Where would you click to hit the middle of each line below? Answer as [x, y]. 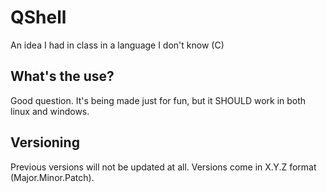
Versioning [45, 142]
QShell [38, 17]
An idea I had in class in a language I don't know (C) [117, 45]
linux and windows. [50, 111]
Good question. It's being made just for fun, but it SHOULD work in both [158, 100]
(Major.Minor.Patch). [52, 177]
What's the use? [62, 76]
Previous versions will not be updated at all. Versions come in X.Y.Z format [163, 167]
